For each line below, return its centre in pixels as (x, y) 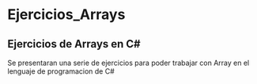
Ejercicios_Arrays (66, 15)
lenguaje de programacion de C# (61, 71)
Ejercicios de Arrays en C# (74, 44)
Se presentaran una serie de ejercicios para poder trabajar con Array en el (128, 63)
